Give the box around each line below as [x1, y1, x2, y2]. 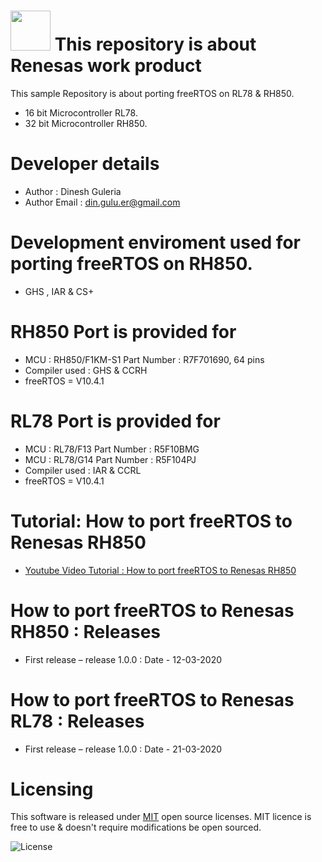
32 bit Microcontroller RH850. [24, 117, 148, 129]
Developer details [10, 153, 160, 175]
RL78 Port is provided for [10, 410, 221, 432]
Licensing [10, 778, 94, 800]
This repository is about [54, 33, 257, 56]
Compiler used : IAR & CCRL [24, 464, 142, 476]
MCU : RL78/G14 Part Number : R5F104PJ [24, 453, 197, 465]
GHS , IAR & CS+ [24, 285, 95, 297]
